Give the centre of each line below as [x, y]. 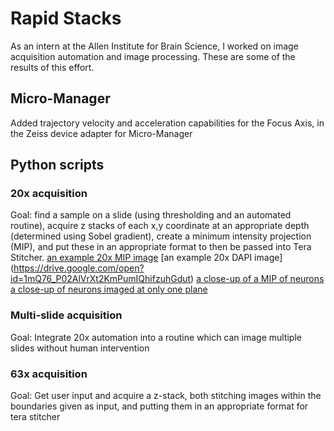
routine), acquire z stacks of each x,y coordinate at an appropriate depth [160, 226]
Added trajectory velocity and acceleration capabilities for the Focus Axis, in [167, 123]
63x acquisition [49, 374]
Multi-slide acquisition [66, 315]
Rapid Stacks [66, 18]
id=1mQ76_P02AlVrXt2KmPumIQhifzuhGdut [101, 279]
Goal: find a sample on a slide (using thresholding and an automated [151, 215]
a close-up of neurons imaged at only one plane [109, 289]
